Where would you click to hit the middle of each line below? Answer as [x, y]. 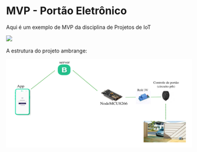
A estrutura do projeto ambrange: [47, 51]
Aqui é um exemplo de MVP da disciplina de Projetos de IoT [79, 27]
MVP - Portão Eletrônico [67, 11]
